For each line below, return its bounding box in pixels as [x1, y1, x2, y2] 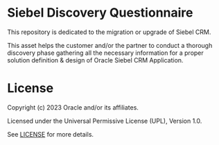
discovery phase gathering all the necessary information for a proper [7, 49, 204, 57]
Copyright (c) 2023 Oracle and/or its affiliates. [7, 103, 139, 112]
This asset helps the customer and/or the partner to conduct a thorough [7, 41, 213, 49]
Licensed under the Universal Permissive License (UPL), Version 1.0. [7, 117, 202, 125]
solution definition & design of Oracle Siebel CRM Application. [7, 56, 184, 64]
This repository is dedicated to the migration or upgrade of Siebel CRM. [7, 28, 211, 36]
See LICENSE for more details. [7, 130, 94, 138]
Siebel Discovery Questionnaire [7, 5, 193, 21]
